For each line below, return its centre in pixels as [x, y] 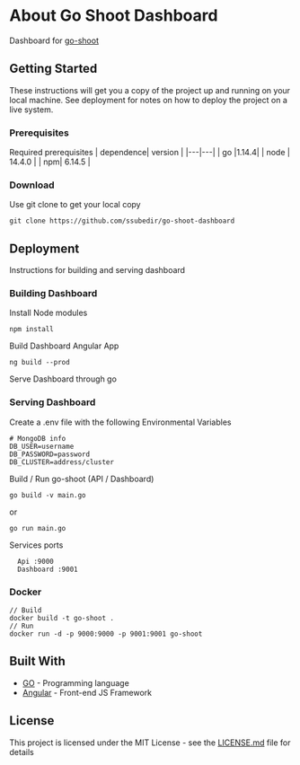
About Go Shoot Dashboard [114, 16]
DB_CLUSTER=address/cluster [62, 462]
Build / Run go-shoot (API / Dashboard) [82, 479]
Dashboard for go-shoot [54, 40]
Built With [37, 661]
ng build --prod [40, 363]
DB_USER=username [42, 446]
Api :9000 [35, 561]
